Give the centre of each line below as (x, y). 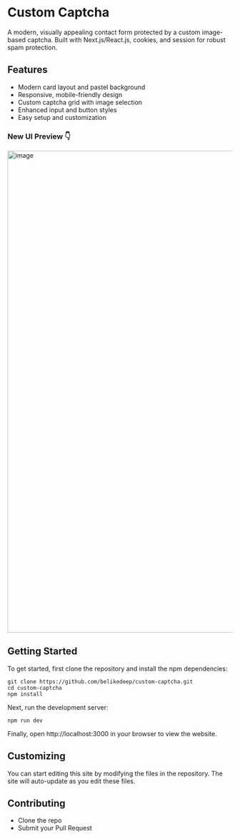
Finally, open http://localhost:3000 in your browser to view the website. (112, 733)
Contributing (36, 804)
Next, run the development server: (58, 707)
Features (27, 70)
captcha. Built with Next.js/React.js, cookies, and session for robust (127, 39)
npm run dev (25, 720)
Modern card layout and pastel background (81, 87)
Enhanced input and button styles (67, 110)
